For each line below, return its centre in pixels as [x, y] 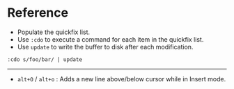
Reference [38, 13]
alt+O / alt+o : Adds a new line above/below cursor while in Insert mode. [122, 79]
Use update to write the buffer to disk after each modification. [105, 47]
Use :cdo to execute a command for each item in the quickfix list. [110, 39]
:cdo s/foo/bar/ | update [45, 59]
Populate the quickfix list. [54, 32]
